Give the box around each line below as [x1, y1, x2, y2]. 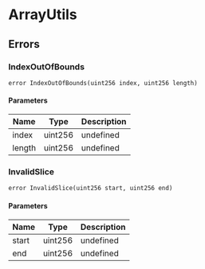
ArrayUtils [8, 6, 77, 24]
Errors [8, 37, 40, 51]
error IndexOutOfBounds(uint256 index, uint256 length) [8, 79, 198, 87]
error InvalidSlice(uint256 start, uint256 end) [8, 185, 173, 193]
